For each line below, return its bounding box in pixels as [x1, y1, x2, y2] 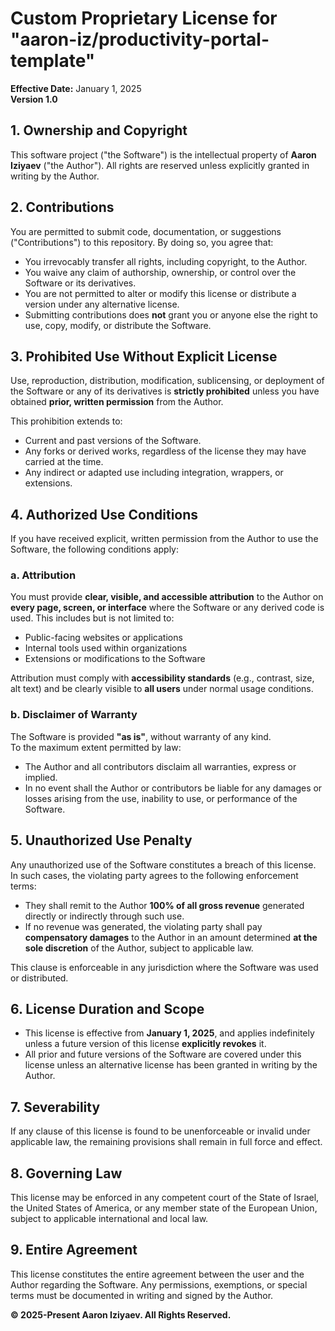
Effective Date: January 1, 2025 [10, 82, 142, 94]
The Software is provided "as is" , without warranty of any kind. [10, 730, 272, 742]
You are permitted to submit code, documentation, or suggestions [10, 225, 282, 237]
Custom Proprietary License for [10, 7, 278, 30]
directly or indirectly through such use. [24, 910, 185, 922]
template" [10, 50, 96, 72]
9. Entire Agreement [10, 1242, 138, 1259]
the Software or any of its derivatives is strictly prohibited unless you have [10, 385, 320, 397]
